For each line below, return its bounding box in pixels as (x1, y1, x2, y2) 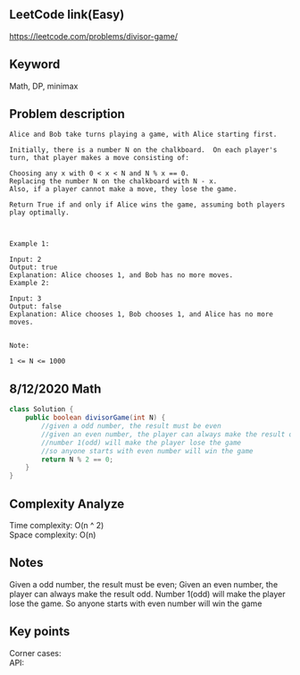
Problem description (9, 106, 125, 122)
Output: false (9, 302, 62, 311)
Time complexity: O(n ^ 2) (9, 519, 104, 530)
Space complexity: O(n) (9, 529, 96, 540)
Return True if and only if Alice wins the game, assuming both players (9, 200, 286, 209)
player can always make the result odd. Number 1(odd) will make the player (9, 588, 286, 599)
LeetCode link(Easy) (9, 7, 125, 22)
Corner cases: (9, 647, 62, 658)
